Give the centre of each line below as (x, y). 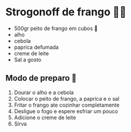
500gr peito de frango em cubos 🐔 (56, 28)
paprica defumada (36, 47)
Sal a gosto (28, 60)
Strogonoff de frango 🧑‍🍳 (66, 12)
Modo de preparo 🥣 (41, 78)
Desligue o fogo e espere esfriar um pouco (66, 111)
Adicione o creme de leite (45, 117)
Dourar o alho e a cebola (44, 92)
